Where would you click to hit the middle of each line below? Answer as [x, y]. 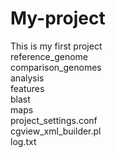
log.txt [23, 141]
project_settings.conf [54, 120]
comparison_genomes [56, 67]
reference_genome [49, 56]
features [27, 88]
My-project [58, 18]
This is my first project [56, 46]
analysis [27, 78]
